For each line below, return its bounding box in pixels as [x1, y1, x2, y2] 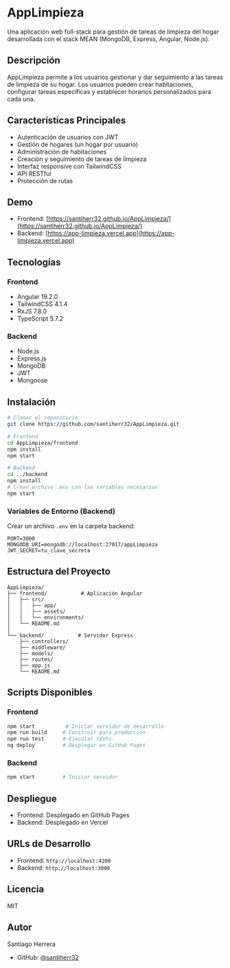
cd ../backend [7, 471, 48, 478]
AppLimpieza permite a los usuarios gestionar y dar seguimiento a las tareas [7, 73, 223, 81]
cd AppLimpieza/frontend [7, 439, 78, 447]
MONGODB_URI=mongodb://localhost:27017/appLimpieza [7, 541, 158, 548]
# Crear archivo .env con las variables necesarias [7, 484, 158, 491]
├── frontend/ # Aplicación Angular [7, 590, 143, 597]
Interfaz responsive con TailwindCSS [16, 162, 122, 170]
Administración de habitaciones [16, 147, 107, 156]
